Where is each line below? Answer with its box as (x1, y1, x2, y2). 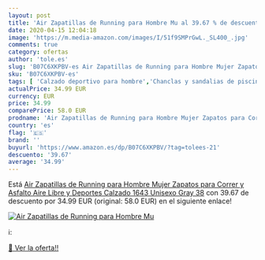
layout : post (8, 11, 51, 20)
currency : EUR (8, 92, 55, 100)
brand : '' (8, 136, 41, 144)
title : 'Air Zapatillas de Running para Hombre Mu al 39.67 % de (8, 19, 227, 27)
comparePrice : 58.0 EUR (8, 107, 87, 115)
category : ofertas (8, 48, 69, 56)
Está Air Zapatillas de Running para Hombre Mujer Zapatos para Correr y (8, 180, 244, 189)
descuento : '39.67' (8, 150, 73, 158)
